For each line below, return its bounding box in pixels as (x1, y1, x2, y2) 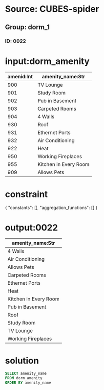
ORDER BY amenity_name (5, 380, 51, 385)
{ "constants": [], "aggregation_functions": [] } (5, 205, 98, 211)
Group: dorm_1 (5, 23, 50, 31)
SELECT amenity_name (5, 371, 47, 376)
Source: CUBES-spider (5, 3, 99, 15)
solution (5, 355, 39, 366)
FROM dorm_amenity (5, 376, 42, 381)
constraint (5, 188, 48, 200)
